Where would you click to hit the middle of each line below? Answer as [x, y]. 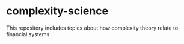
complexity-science [57, 11]
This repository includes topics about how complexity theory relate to [92, 28]
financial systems [28, 34]
